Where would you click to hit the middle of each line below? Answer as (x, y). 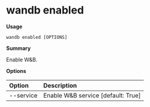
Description (60, 85)
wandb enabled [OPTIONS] (37, 37)
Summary (18, 48)
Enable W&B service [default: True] (92, 95)
